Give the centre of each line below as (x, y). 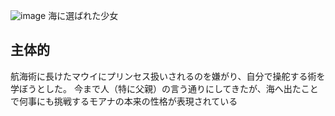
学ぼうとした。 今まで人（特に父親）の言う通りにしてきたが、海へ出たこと (164, 88)
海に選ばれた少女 (83, 15)
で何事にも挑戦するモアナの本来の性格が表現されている (124, 101)
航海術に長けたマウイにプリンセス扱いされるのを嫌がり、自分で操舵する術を (168, 76)
